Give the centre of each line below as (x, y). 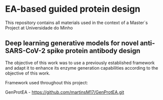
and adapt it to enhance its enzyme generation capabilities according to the (82, 68)
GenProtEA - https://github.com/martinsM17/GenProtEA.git (65, 92)
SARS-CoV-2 (25, 51)
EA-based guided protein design (73, 9)
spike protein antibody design (93, 51)
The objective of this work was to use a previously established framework (80, 63)
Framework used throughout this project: (47, 82)
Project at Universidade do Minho (39, 27)
